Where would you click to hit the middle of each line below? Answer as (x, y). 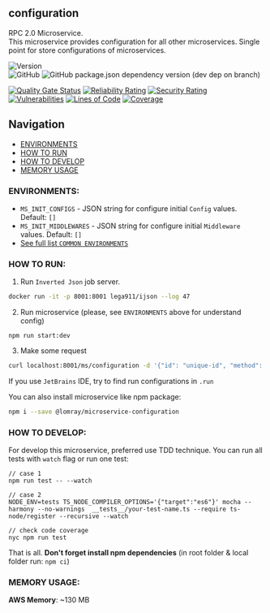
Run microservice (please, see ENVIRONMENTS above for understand (131, 313)
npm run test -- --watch (50, 481)
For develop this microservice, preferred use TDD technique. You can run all (135, 451)
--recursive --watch (94, 516)
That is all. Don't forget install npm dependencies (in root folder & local (129, 553)
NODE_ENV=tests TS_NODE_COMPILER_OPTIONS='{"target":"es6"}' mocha (125, 503)
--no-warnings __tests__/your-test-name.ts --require (132, 509)
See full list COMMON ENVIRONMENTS (74, 243)
